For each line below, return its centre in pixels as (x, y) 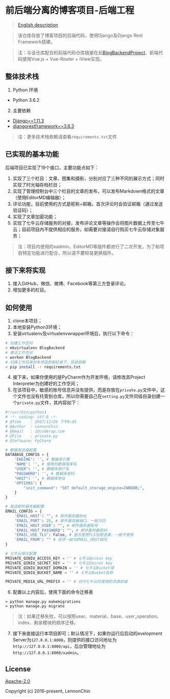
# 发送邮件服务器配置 (25, 507)
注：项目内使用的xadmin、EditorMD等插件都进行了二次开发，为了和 (89, 246)
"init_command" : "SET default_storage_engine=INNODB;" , (84, 488)
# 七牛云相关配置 (21, 554)
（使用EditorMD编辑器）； (39, 197)
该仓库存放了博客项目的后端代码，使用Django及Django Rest (80, 35)
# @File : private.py (32, 436)
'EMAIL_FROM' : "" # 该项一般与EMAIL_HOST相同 (61, 540)
